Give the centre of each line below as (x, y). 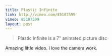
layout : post (19, 24)
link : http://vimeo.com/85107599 (40, 15)
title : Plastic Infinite (31, 10)
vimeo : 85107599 (22, 19)
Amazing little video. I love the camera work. (51, 48)
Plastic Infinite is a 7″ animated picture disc (62, 38)
